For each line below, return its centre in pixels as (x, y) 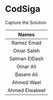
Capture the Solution (26, 22)
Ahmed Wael (26, 82)
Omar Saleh (26, 51)
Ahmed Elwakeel (26, 90)
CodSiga (23, 9)
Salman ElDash (26, 59)
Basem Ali (26, 74)
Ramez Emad (26, 42)
